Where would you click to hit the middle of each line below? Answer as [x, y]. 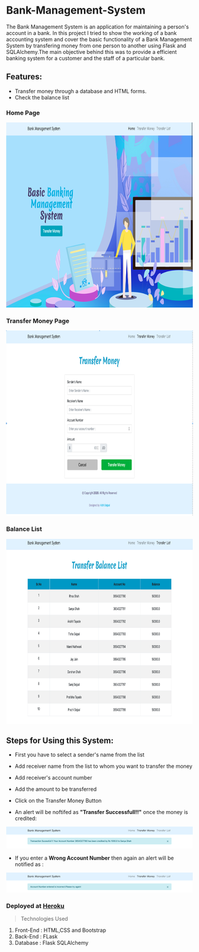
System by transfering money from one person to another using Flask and [96, 46]
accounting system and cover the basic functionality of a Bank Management [99, 39]
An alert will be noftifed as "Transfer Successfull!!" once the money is [101, 812]
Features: [24, 77]
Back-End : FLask [36, 936]
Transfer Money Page [38, 320]
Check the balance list [42, 97]
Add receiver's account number [53, 778]
